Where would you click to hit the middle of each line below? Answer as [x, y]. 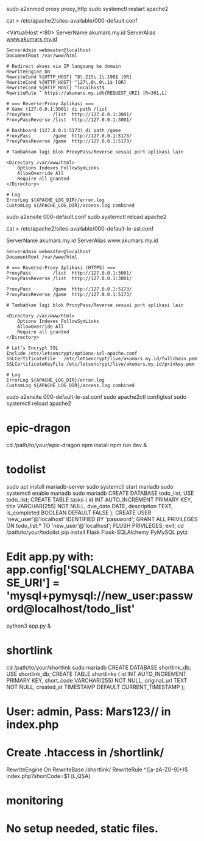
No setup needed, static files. [82, 829]
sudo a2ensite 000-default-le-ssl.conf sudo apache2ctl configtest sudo [97, 397]
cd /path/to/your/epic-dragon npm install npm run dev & [77, 445]
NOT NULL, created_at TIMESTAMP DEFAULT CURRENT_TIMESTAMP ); [96, 687]
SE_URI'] [28, 583]
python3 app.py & [29, 626]
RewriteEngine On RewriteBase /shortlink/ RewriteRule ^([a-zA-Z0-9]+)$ [97, 769]
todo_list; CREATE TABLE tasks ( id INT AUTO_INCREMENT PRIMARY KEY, [100, 499]
